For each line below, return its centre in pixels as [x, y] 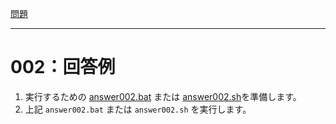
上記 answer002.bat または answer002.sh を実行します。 [138, 109]
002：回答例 [63, 67]
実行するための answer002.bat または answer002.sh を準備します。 [163, 96]
